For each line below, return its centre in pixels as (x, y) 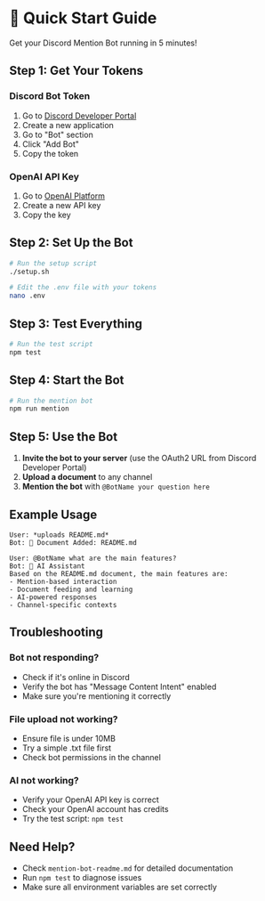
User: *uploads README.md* (59, 535)
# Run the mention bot (51, 401)
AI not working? (44, 780)
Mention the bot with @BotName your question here (116, 487)
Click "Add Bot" (51, 144)
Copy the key (46, 215)
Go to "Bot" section (57, 134)
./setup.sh (29, 272)
